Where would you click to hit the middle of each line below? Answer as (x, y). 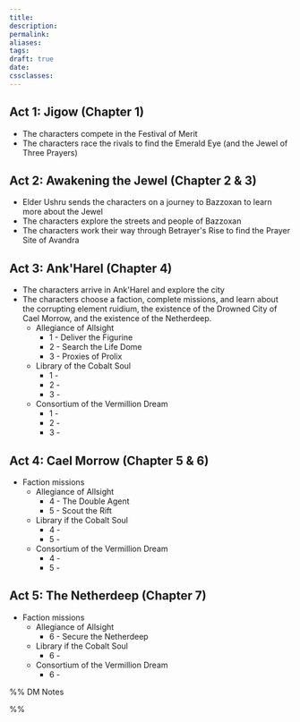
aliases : (26, 42)
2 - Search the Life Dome (95, 347)
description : (34, 26)
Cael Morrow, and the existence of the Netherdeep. (117, 319)
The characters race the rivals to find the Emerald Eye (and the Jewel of (155, 143)
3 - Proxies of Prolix (86, 357)
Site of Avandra (51, 240)
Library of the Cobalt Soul (83, 366)
